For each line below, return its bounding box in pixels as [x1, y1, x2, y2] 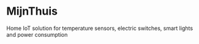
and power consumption [6, 31, 68, 38]
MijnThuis [6, 4, 58, 18]
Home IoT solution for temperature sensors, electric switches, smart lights [6, 24, 193, 32]
